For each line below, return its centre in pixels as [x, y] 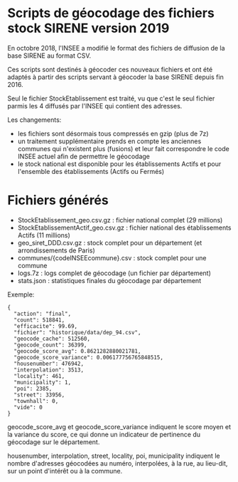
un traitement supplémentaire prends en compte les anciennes [109, 141]
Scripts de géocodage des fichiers [111, 13]
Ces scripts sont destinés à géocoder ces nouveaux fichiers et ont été [110, 69]
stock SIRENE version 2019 [88, 28]
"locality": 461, [39, 376]
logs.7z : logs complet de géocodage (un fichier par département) [114, 273]
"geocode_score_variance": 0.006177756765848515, [88, 357]
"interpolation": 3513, [49, 370]
